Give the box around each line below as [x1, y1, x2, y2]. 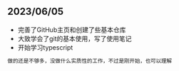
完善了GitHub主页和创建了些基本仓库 [17, 25, 126, 34]
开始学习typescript [17, 43, 73, 52]
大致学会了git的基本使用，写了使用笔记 [17, 34, 132, 43]
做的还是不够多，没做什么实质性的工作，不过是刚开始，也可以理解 [7, 57, 173, 65]
